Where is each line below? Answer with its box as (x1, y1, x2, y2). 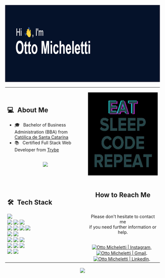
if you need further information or (89, 224, 157, 230)
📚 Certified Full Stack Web (14, 140, 72, 146)
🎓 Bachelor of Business (14, 122, 66, 127)
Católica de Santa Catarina (14, 134, 69, 140)
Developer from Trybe (14, 147, 59, 153)
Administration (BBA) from (14, 129, 68, 135)
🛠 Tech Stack (7, 198, 53, 206)
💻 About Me (7, 106, 49, 115)
